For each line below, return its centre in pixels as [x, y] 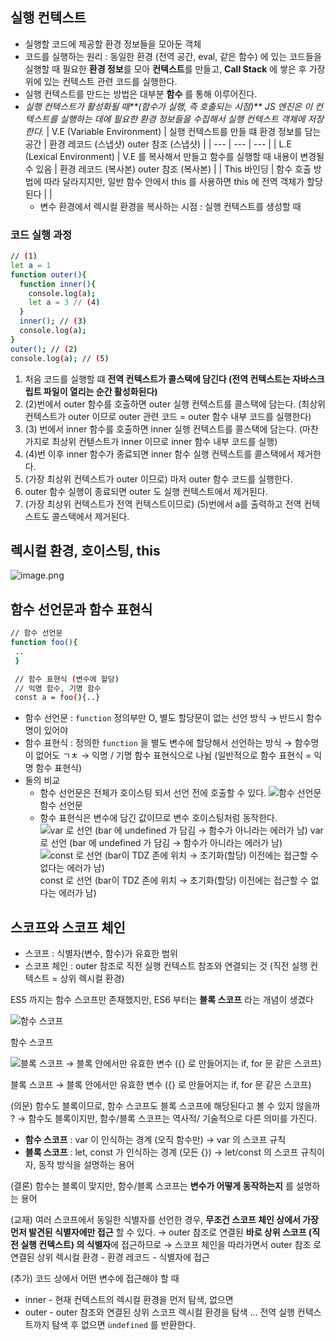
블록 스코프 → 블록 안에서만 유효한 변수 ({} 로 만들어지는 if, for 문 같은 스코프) [161, 1085]
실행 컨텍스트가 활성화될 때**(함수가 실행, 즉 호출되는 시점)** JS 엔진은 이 [168, 106]
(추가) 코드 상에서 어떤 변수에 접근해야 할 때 [95, 1279]
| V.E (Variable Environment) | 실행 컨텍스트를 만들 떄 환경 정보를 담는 [184, 131]
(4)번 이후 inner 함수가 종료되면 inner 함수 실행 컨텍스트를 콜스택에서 [159, 454]
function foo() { [44, 643]
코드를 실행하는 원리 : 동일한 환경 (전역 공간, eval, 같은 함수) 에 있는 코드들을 [173, 56]
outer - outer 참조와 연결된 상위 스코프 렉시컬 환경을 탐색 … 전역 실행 [159, 1312]
